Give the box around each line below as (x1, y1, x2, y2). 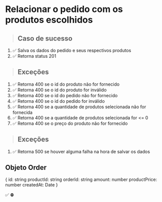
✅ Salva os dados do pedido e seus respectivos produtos (12, 48, 131, 53)
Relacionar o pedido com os (5, 4, 123, 15)
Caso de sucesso (17, 34, 73, 43)
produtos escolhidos (5, 14, 93, 26)
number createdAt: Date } (5, 182, 58, 188)
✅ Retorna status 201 (12, 53, 57, 59)
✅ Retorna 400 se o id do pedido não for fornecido (12, 92, 118, 98)
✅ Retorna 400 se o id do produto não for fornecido (12, 81, 120, 87)
